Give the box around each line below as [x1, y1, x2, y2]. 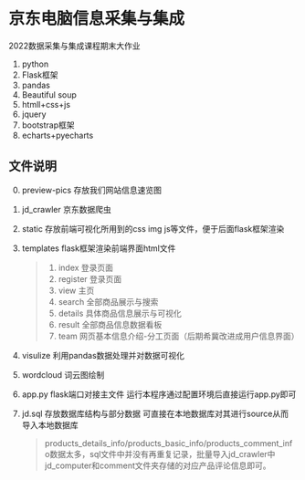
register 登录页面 [58, 273, 122, 284]
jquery [21, 109, 47, 120]
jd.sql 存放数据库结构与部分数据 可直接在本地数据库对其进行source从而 [21, 408, 289, 419]
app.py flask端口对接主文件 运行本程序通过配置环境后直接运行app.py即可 [21, 389, 297, 400]
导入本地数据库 [21, 419, 79, 430]
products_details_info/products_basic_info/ [44, 437, 207, 448]
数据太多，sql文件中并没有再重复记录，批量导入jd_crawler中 [48, 448, 276, 459]
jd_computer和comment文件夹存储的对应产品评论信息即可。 [44, 460, 271, 471]
